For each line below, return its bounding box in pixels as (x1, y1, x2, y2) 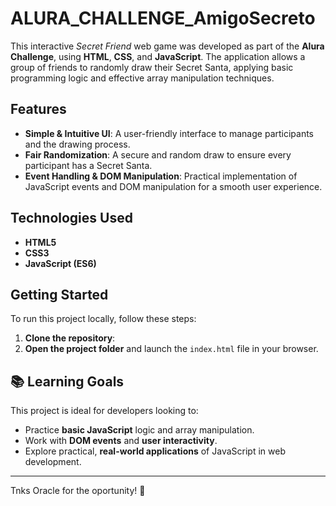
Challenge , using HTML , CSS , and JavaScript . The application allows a (10, 50, 306, 62)
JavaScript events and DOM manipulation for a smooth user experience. (24, 180, 323, 192)
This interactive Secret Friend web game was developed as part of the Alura (10, 40, 325, 52)
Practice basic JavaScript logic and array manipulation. (24, 424, 255, 436)
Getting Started (10, 286, 109, 303)
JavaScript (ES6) (24, 257, 97, 269)
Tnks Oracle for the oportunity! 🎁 (10, 485, 146, 497)
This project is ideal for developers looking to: (10, 405, 199, 417)
